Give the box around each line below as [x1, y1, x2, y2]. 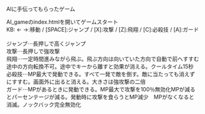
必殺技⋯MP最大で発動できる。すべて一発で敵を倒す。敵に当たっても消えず [6, 71, 195, 77]
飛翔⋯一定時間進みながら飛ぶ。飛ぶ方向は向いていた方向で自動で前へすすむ [6, 55, 199, 62]
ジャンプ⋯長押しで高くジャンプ [6, 40, 86, 47]
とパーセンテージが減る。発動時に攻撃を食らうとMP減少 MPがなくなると [6, 93, 195, 101]
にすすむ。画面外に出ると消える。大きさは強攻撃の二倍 [6, 78, 146, 85]
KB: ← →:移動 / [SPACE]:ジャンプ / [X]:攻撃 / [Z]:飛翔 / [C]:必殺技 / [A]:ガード [6, 26, 199, 33]
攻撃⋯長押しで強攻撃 [6, 48, 60, 55]
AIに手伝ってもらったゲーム [6, 5, 75, 12]
